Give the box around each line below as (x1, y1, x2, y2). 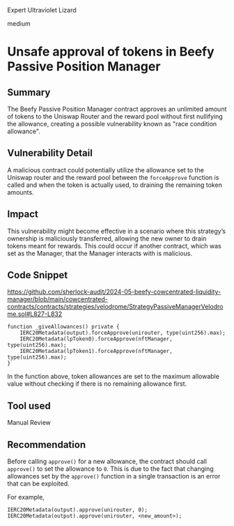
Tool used (7, 400, 51, 412)
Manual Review (7, 419, 51, 427)
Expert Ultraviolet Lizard (7, 6, 77, 14)
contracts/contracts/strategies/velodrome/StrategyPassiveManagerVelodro (7, 303, 224, 311)
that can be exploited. (7, 479, 70, 488)
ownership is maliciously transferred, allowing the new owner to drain (7, 234, 207, 243)
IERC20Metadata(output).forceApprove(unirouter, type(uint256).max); (19, 329, 226, 337)
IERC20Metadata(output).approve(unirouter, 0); (7, 506, 148, 513)
